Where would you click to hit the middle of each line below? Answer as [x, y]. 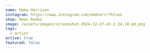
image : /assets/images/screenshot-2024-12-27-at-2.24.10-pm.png [75, 24]
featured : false [23, 43]
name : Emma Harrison [27, 10]
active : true [19, 38]
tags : [11, 29]
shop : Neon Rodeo [24, 19]
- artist [19, 33]
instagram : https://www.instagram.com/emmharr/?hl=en [64, 15]
